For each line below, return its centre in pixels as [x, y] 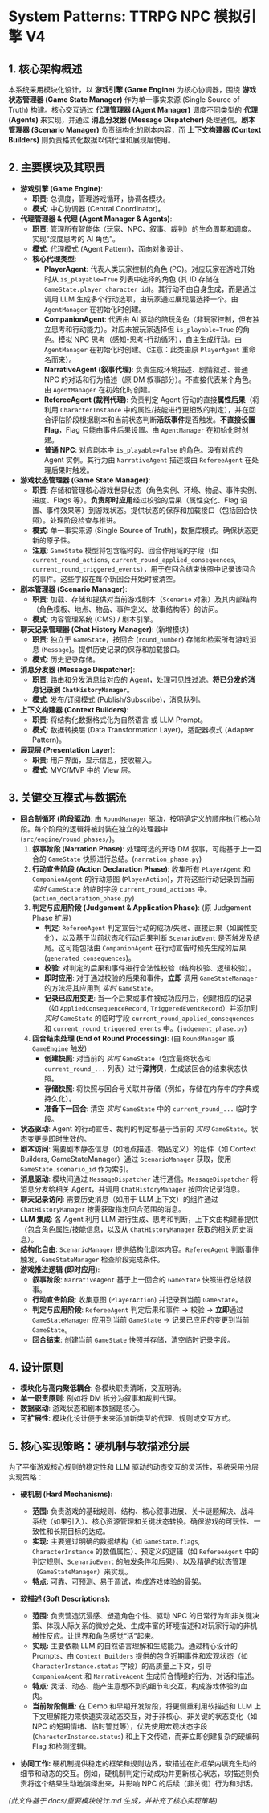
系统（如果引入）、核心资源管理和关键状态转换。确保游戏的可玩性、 [143, 1521]
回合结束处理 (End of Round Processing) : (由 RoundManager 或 [133, 1038]
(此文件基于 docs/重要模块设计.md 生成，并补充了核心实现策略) [113, 1801]
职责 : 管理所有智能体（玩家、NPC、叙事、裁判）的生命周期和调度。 [143, 228]
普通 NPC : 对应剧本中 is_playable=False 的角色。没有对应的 [143, 449]
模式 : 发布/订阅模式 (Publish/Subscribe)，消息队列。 [118, 699]
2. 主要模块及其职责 [57, 168]
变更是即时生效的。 [59, 1138]
